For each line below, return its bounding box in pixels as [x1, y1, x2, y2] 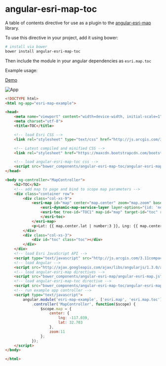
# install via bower [5, 44, 48, 49]
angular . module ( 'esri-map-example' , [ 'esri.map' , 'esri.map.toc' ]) [23, 297, 165, 302]
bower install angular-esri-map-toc [5, 48, 81, 54]
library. [5, 25, 20, 31]
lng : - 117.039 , [58, 316, 90, 320]
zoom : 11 [49, 329, 65, 334]
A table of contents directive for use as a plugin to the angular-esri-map [5, 20, 152, 26]
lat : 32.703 [58, 320, 83, 325]
